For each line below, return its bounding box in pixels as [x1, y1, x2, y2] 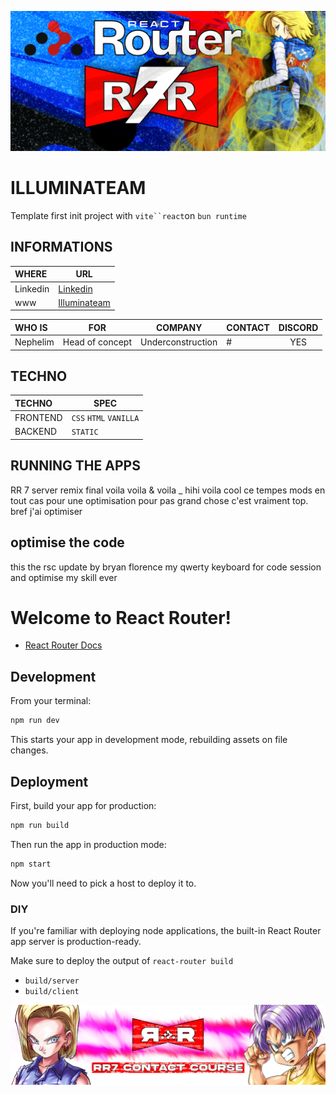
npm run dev [10, 716, 60, 726]
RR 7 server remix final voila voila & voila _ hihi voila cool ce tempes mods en [10, 484, 326, 496]
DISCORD [278, 321, 319, 333]
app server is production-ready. [10, 936, 142, 948]
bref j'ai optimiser [10, 505, 83, 517]
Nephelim [14, 336, 55, 348]
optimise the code [10, 534, 125, 551]
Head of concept [62, 336, 132, 348]
